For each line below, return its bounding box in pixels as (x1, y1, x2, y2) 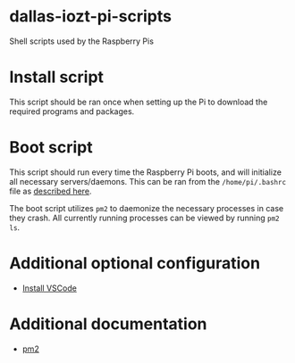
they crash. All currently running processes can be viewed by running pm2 (9, 212, 280, 223)
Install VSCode (21, 283, 78, 293)
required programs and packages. (9, 105, 135, 117)
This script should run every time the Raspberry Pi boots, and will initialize (9, 167, 282, 177)
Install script (9, 67, 105, 87)
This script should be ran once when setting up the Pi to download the (9, 96, 268, 107)
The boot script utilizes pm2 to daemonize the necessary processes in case (9, 202, 284, 213)
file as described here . (9, 186, 92, 196)
